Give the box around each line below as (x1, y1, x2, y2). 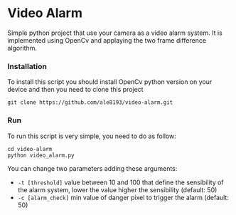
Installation (7, 61, 48, 71)
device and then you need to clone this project (7, 85, 144, 94)
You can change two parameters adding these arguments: (7, 164, 178, 172)
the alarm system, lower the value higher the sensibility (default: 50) (17, 185, 218, 194)
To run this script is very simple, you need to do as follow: (7, 132, 176, 140)
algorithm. (7, 43, 38, 52)
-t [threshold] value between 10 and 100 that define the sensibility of (17, 178, 224, 187)
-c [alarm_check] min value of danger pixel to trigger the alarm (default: (17, 193, 229, 201)
